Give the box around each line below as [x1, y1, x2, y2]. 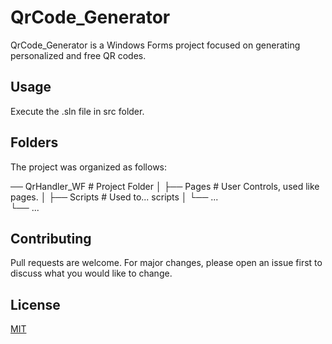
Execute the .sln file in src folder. [10, 105, 145, 117]
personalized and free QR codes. [10, 49, 147, 61]
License [10, 296, 61, 313]
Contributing [10, 230, 92, 247]
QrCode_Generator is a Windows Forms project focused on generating [10, 39, 301, 51]
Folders [10, 134, 59, 151]
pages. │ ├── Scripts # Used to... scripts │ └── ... [10, 191, 219, 203]
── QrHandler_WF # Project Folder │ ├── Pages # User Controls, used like [10, 180, 320, 192]
